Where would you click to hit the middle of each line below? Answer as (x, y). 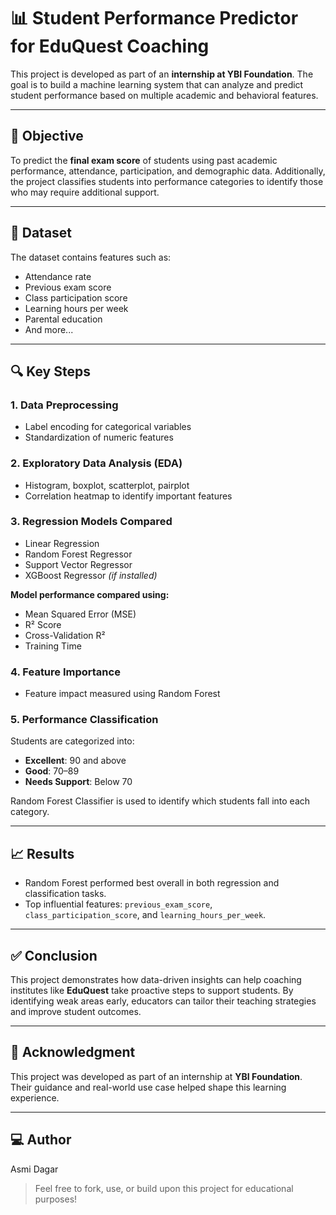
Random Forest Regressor (78, 554)
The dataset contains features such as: (91, 257)
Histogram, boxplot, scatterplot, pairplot (107, 485)
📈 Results (42, 853)
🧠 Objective (47, 136)
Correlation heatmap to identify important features (128, 496)
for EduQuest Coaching (110, 46)
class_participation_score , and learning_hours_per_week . (145, 915)
